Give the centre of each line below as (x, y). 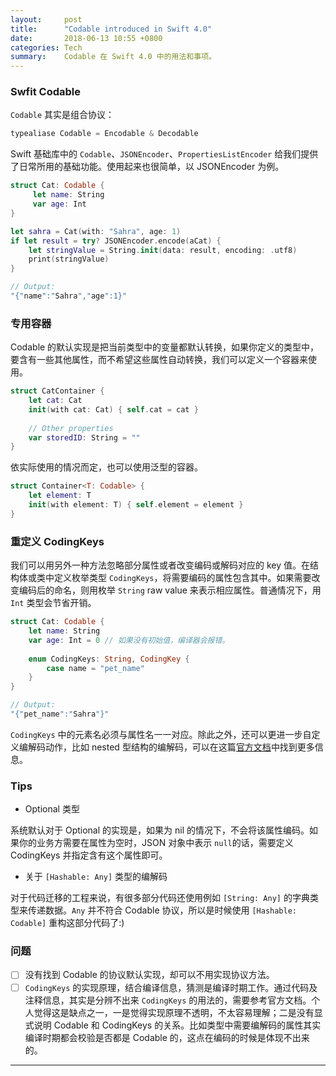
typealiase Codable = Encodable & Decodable (104, 134)
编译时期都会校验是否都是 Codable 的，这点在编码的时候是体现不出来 (167, 1037)
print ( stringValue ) (69, 259)
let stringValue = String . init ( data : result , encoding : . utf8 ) (163, 250)
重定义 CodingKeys (57, 541)
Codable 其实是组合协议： (62, 115)
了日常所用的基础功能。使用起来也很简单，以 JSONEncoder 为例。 (147, 167)
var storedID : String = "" (84, 437)
